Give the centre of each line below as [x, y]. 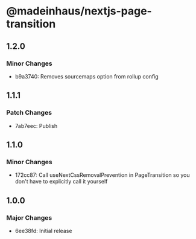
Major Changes [29, 217]
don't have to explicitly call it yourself [61, 182]
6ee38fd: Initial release [43, 231]
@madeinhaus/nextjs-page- [79, 11]
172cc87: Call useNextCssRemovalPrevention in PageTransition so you [102, 175]
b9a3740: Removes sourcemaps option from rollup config [87, 76]
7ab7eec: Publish [36, 126]
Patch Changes [29, 113]
